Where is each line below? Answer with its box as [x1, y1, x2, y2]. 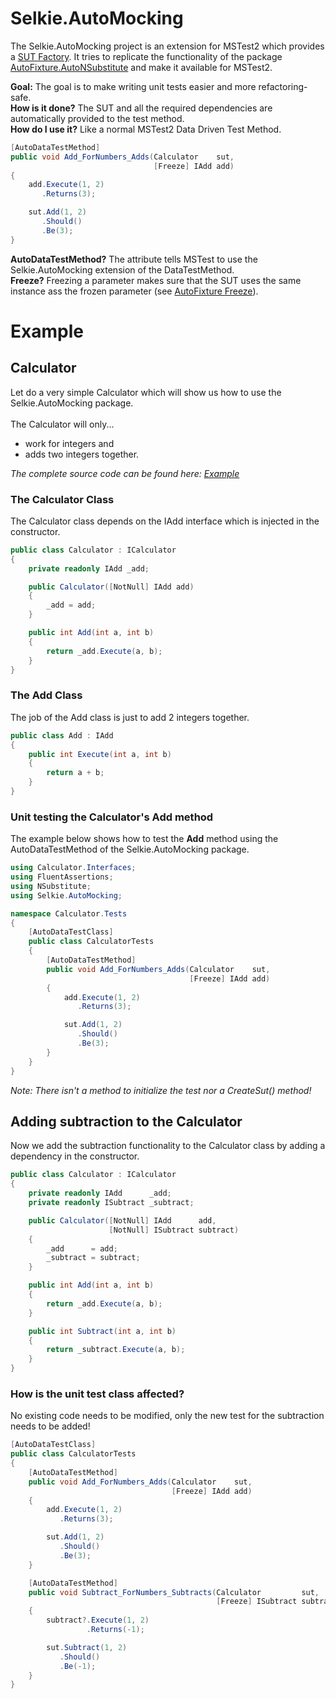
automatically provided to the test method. [10, 112, 185, 124]
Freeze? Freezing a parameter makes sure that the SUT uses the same [10, 274, 302, 286]
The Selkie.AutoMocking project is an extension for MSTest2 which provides [10, 40, 325, 52]
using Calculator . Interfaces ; [10, 863, 137, 873]
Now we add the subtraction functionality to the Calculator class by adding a [10, 1140, 326, 1152]
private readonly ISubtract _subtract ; [28, 1198, 195, 1208]
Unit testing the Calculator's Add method [10, 810, 214, 824]
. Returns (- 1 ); [86, 1625, 145, 1635]
